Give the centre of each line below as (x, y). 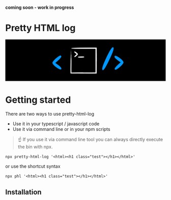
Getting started (38, 100)
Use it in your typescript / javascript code (56, 124)
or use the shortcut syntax (33, 166)
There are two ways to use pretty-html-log (50, 114)
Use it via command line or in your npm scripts (61, 129)
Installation (23, 192)
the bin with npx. (35, 147)
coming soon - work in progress (40, 7)
